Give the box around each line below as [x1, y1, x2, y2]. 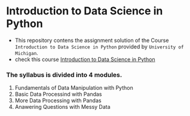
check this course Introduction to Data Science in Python [14, 56, 155, 63]
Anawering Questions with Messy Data [14, 103, 111, 111]
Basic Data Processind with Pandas [14, 91, 102, 98]
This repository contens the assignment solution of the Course [14, 36, 169, 44]
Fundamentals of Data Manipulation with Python [14, 84, 133, 91]
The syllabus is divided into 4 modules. [6, 71, 122, 79]
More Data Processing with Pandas [14, 97, 102, 104]
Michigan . [14, 49, 39, 56]
